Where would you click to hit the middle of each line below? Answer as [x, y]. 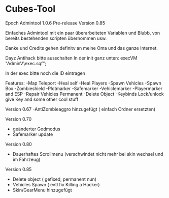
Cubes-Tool [30, 9]
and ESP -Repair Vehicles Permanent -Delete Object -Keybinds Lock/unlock [84, 94]
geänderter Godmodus [37, 129]
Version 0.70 [19, 119]
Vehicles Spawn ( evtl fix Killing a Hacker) [56, 184]
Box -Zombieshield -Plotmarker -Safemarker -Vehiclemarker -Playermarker [84, 88]
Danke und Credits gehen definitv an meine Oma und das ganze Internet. [82, 48]
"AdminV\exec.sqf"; [26, 63]
